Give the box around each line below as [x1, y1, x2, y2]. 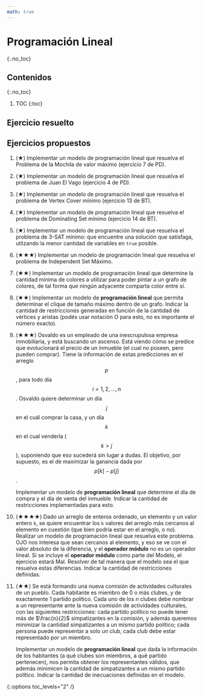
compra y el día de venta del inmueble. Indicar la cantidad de [15, 495, 168, 502]
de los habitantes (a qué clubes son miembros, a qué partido [15, 652, 167, 659]
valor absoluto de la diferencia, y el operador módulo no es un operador [15, 545, 196, 552]
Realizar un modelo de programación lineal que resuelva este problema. [15, 532, 195, 540]
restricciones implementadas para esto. [15, 501, 115, 508]
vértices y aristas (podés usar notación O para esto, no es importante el [15, 313, 195, 320]
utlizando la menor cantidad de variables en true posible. [15, 239, 159, 246]
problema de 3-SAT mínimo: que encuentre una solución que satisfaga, [15, 233, 193, 240]
